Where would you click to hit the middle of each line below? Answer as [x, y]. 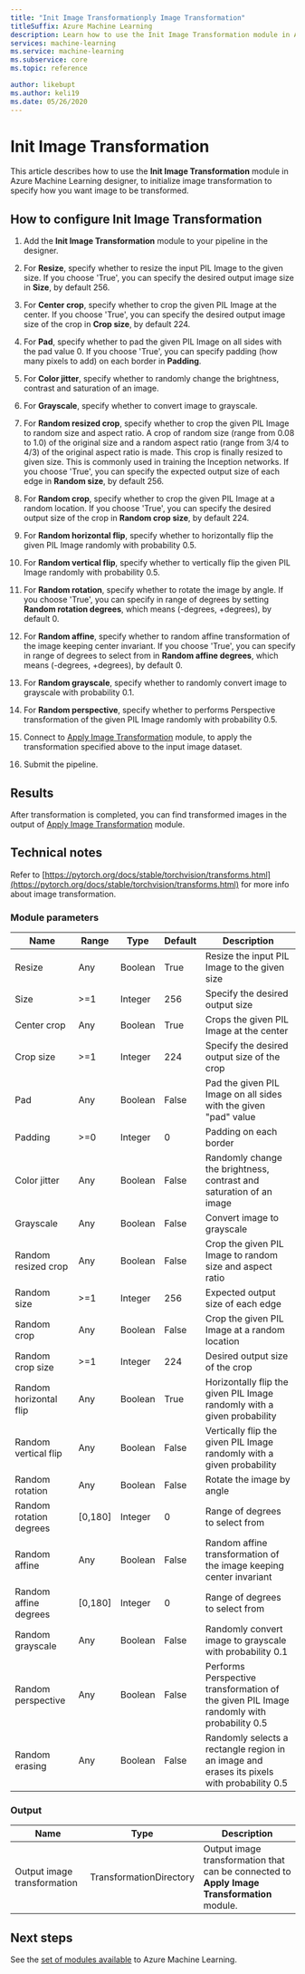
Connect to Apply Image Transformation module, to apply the [138, 737]
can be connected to [247, 1872]
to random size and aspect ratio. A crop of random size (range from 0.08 [159, 433]
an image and [234, 1761]
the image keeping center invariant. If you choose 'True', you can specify [159, 646]
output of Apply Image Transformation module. [98, 825]
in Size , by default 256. [67, 287]
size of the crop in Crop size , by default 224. [107, 324]
